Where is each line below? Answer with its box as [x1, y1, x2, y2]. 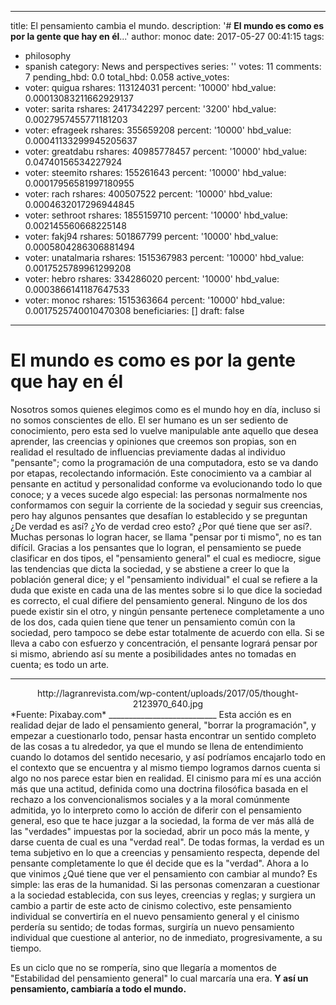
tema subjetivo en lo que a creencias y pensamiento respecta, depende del [10, 846, 320, 858]
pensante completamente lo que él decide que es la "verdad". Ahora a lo [10, 857, 309, 869]
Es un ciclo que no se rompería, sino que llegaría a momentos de [10, 961, 277, 973]
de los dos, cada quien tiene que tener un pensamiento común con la [10, 616, 296, 628]
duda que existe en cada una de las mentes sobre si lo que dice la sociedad [10, 584, 323, 596]
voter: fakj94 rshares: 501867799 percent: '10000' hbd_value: [24, 231, 279, 242]
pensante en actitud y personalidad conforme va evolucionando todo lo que [10, 477, 323, 490]
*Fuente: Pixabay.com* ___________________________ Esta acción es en [10, 708, 292, 720]
